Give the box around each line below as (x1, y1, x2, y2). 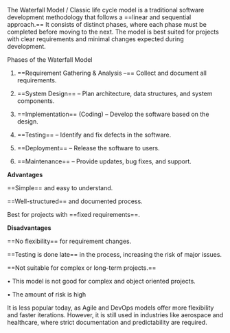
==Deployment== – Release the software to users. (16, 144, 160, 152)
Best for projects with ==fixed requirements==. (7, 211, 141, 218)
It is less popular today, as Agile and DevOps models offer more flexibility (7, 303, 214, 312)
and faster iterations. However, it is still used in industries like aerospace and (7, 311, 224, 319)
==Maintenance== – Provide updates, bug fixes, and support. (16, 157, 192, 165)
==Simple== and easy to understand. (7, 184, 113, 192)
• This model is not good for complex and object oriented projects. (7, 277, 196, 285)
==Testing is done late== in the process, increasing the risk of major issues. (7, 251, 222, 258)
